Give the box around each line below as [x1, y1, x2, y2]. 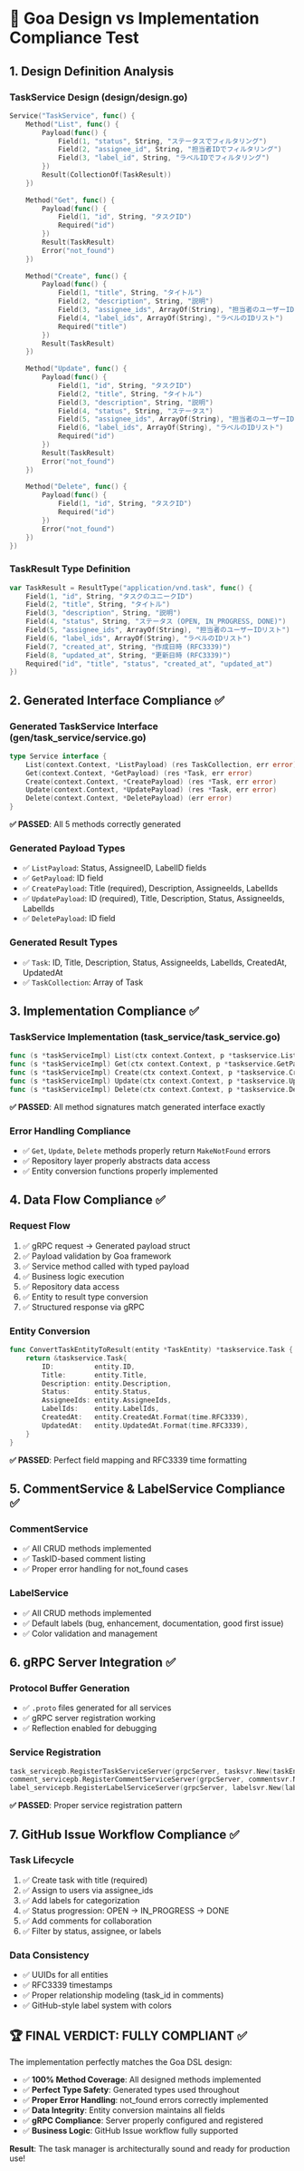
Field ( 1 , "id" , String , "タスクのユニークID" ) [25, 591, 194, 601]
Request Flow [9, 1220, 71, 1232]
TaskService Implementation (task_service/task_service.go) [9, 1031, 280, 1044]
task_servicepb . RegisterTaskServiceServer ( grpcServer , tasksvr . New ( [9, 1767, 273, 1776]
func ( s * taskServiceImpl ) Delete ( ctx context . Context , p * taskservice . [9, 1085, 290, 1094]
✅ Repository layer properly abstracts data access [22, 1155, 211, 1166]
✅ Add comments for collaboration [22, 1915, 152, 1926]
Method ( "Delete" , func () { [25, 482, 128, 492]
